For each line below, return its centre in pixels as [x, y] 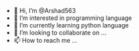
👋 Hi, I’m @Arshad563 [45, 11]
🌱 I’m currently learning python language [71, 25]
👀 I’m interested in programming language [73, 18]
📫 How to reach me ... [45, 40]
